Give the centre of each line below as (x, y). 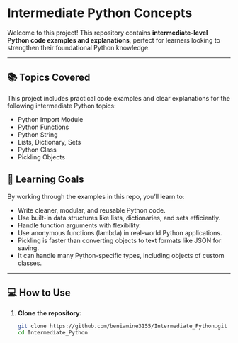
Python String (38, 134)
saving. (28, 248)
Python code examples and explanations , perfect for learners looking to (114, 40)
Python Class (37, 150)
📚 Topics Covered (49, 78)
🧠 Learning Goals (46, 180)
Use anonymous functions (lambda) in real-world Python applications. (120, 232)
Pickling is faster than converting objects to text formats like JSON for (119, 240)
